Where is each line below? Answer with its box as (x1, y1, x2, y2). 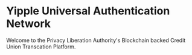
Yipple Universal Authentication (6, 4, 170, 18)
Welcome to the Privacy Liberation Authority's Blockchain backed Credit (6, 36, 186, 44)
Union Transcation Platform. (6, 43, 76, 50)
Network (6, 17, 51, 30)
